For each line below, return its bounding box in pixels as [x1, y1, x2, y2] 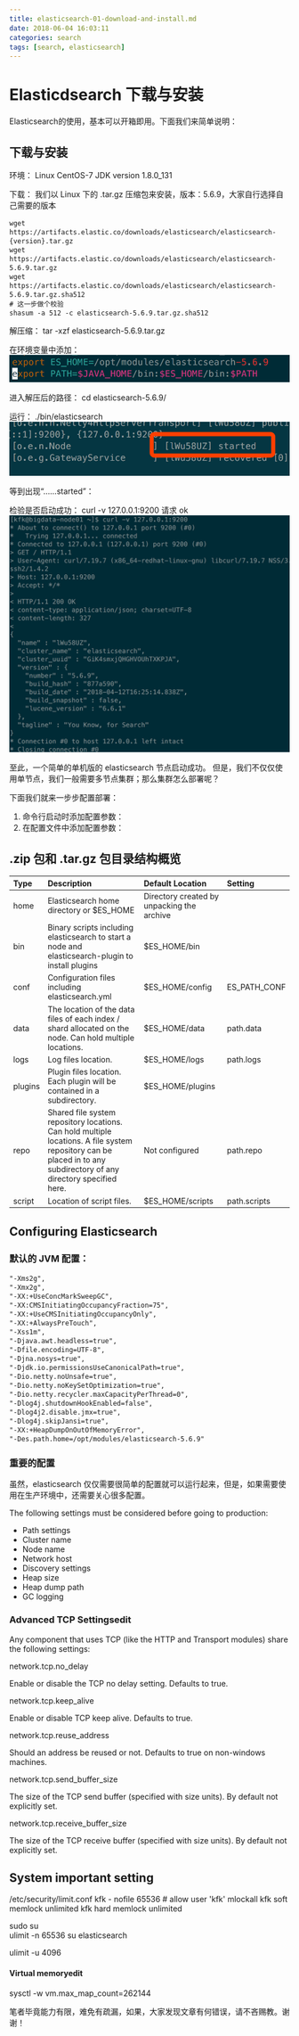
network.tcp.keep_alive [9, 1695, 95, 1706]
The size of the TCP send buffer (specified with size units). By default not [9, 1791, 279, 1802]
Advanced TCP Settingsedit [9, 1613, 132, 1626]
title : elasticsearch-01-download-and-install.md [9, 14, 198, 23]
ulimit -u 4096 [9, 1948, 62, 1958]
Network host [21, 1554, 73, 1564]
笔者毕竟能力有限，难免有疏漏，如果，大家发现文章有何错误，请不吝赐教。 [9, 2006, 282, 2016]
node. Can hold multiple [47, 1032, 135, 1043]
